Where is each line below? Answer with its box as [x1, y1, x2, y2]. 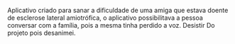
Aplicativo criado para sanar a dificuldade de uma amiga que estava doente [7, 6, 229, 14]
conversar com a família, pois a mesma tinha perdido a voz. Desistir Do [7, 21, 215, 29]
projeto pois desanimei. [7, 28, 76, 37]
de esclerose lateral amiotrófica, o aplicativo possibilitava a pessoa [7, 13, 204, 22]
